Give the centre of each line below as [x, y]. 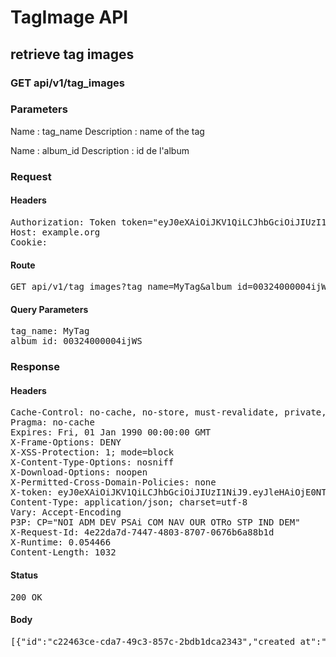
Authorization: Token [63, 222]
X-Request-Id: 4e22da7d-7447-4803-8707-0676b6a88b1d [142, 532]
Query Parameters [49, 309]
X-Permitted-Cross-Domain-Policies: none [113, 482]
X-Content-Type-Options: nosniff [92, 462]
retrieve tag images [72, 54]
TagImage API [69, 17]
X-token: [31, 492]
